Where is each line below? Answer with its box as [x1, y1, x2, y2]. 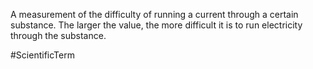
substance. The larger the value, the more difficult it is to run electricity [10, 19, 303, 31]
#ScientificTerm [10, 49, 75, 61]
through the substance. [10, 30, 107, 41]
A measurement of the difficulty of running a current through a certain [10, 9, 299, 20]
